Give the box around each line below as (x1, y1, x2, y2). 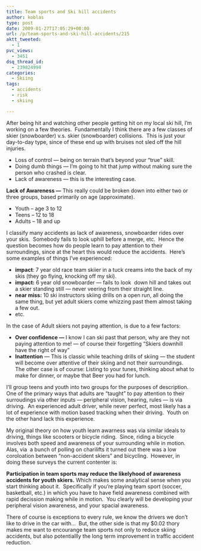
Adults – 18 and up (14, 218, 61, 225)
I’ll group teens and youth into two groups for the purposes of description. (6, 383, 189, 390)
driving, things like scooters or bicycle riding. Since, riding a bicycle (6, 433, 175, 440)
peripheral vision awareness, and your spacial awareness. (6, 501, 150, 509)
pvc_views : (6, 48, 33, 54)
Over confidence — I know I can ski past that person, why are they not (14, 333, 190, 341)
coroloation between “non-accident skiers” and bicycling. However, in (6, 452, 181, 459)
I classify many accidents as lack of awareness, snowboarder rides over (6, 229, 184, 236)
